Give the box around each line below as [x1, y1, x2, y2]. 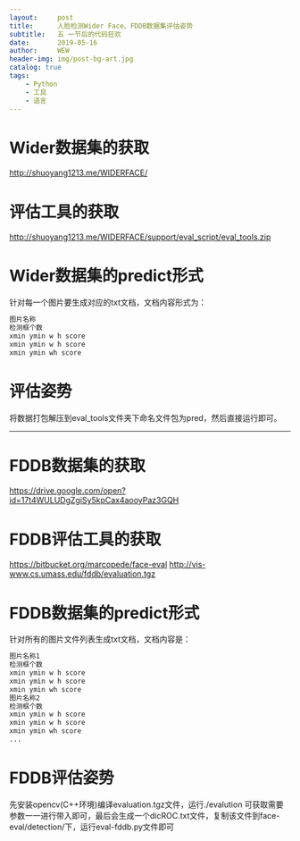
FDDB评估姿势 [9, 768, 114, 788]
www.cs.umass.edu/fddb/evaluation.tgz [9, 568, 156, 579]
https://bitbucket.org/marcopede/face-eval [9, 559, 168, 570]
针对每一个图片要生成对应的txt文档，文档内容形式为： [9, 297, 207, 308]
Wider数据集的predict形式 [9, 265, 204, 286]
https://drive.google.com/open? [9, 485, 127, 496]
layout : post [9, 13, 74, 22]
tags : [9, 71, 29, 80]
